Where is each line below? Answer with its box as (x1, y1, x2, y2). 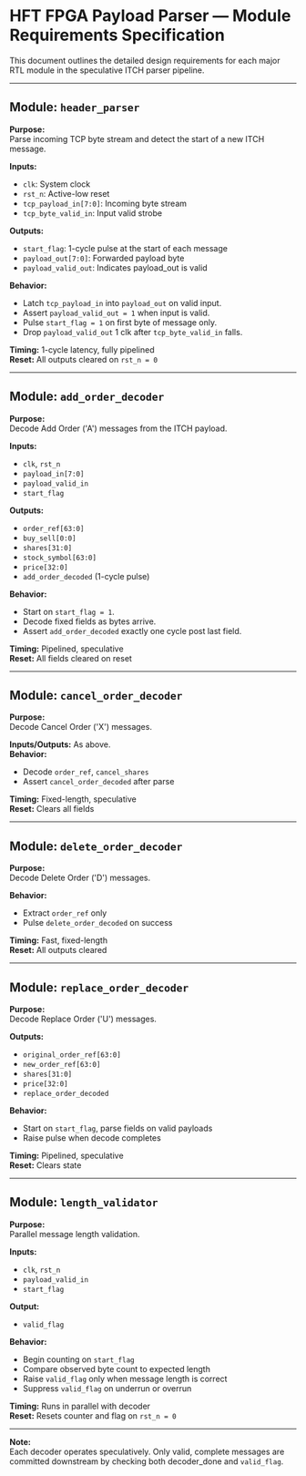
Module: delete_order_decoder (9, 838, 183, 854)
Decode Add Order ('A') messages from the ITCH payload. (9, 423, 228, 434)
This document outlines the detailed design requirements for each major (9, 55, 280, 66)
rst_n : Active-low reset (22, 188, 110, 199)
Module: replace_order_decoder (9, 979, 189, 995)
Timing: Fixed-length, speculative (9, 794, 137, 805)
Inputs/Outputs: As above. (9, 739, 111, 750)
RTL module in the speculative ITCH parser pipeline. (9, 65, 205, 76)
